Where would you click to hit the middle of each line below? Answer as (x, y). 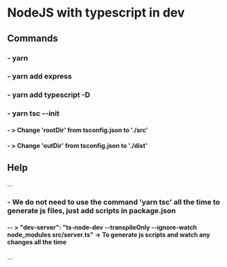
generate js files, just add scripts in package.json (92, 211)
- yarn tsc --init (34, 113)
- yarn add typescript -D (49, 95)
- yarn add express (40, 76)
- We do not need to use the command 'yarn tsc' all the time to (113, 202)
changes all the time (37, 242)
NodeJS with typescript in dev (96, 13)
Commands (33, 38)
